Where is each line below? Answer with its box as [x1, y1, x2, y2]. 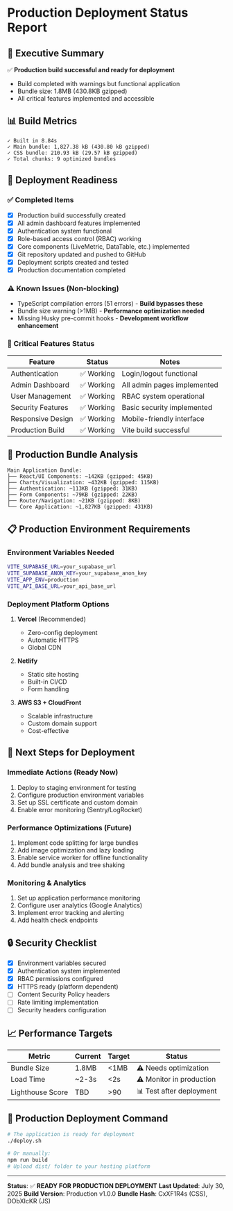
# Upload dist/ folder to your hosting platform [7, 1162, 150, 1170]
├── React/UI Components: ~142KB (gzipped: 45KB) [7, 473, 154, 480]
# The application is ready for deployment [7, 1131, 135, 1138]
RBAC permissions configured [17, 975, 104, 983]
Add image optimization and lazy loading [17, 846, 134, 854]
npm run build [7, 1156, 49, 1163]
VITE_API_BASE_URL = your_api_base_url [7, 582, 116, 590]
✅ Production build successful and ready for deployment [7, 66, 175, 74]
